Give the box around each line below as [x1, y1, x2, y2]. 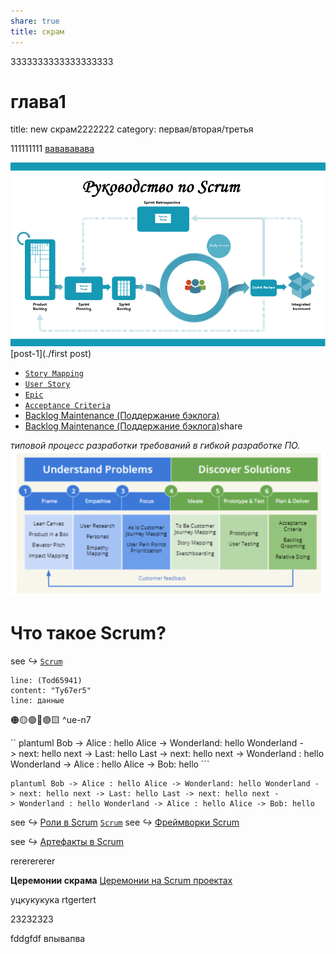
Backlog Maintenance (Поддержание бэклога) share [24, 420, 243, 432]
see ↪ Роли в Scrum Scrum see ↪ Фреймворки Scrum [10, 816, 240, 828]
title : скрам [10, 26, 65, 37]
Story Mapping [24, 368, 84, 379]
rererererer [10, 855, 56, 867]
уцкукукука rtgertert [10, 893, 97, 905]
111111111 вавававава [10, 143, 95, 155]
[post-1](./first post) [10, 347, 92, 359]
